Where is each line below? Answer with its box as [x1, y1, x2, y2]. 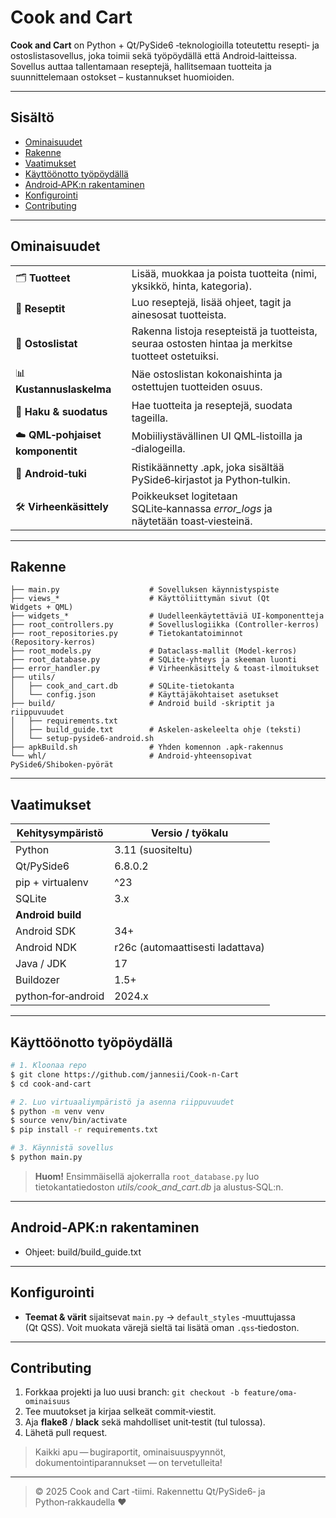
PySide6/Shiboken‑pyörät [10, 760, 114, 770]
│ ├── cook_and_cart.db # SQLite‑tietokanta [10, 681, 235, 691]
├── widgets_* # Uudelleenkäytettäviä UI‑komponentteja [10, 611, 325, 621]
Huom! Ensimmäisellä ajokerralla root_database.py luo [34, 1170, 260, 1182]
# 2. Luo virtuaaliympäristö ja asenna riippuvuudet [10, 1097, 235, 1107]
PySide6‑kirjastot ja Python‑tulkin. [131, 472, 291, 486]
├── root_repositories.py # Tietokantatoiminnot [10, 629, 244, 639]
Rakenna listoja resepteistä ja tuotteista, [131, 324, 318, 338]
